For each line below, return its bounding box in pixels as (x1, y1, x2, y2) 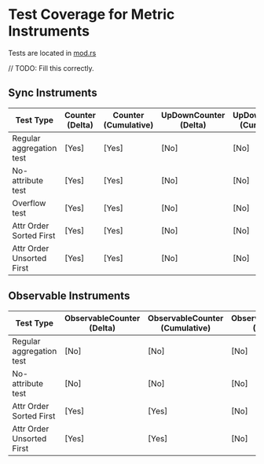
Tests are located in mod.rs (8, 48, 97, 57)
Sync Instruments (8, 87, 97, 100)
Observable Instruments (8, 289, 130, 303)
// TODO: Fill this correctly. (8, 63, 94, 72)
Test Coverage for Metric (8, 6, 175, 24)
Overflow (12, 197, 46, 208)
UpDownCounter (160, 109, 225, 120)
